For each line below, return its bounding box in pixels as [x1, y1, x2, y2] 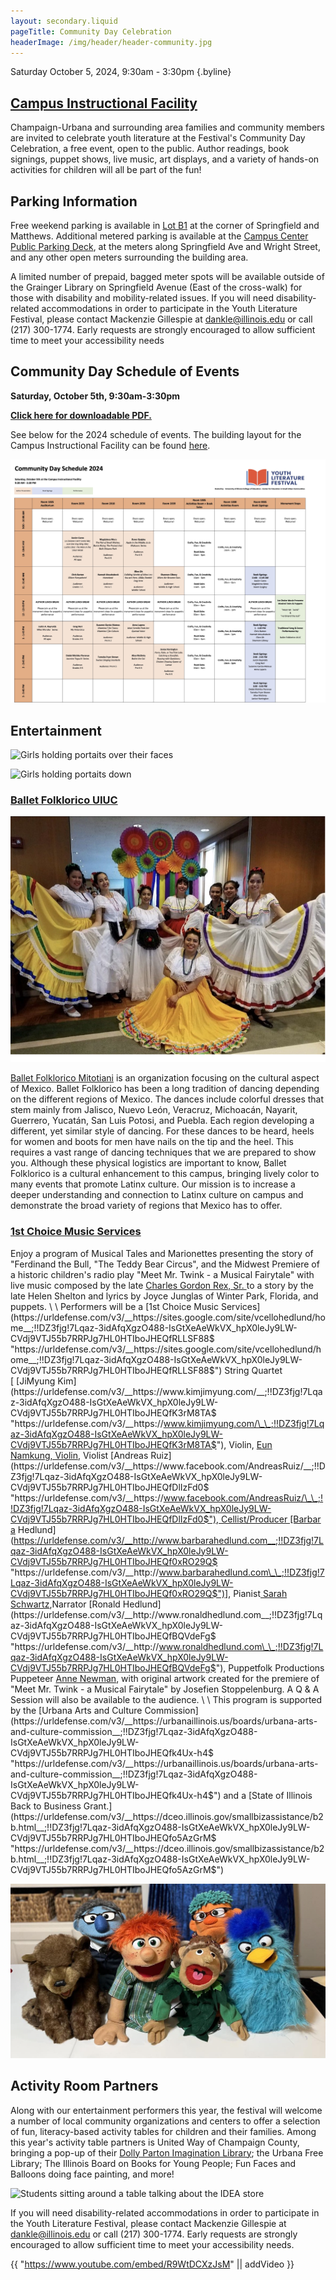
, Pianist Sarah [228, 1587, 288, 1599]
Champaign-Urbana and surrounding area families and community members [10, 121, 325, 134]
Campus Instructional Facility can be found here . [10, 439, 211, 451]
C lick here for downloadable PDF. [10, 409, 152, 421]
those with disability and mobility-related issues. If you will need [10, 292, 275, 304]
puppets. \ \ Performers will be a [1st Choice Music [10, 1300, 219, 1312]
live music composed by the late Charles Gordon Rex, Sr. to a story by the [10, 1279, 314, 1291]
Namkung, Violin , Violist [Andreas [10, 1449, 149, 1461]
